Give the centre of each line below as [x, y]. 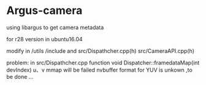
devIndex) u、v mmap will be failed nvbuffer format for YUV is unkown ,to [100, 70]
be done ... [20, 76]
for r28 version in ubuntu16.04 [44, 39]
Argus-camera [44, 11]
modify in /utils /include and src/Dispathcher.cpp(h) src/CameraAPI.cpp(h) [101, 51]
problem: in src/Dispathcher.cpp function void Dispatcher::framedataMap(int [103, 63]
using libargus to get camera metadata [55, 27]
